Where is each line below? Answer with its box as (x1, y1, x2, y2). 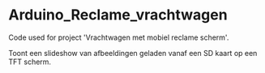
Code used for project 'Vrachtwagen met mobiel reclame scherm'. (8, 32, 229, 42)
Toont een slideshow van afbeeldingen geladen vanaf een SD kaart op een (8, 48, 258, 58)
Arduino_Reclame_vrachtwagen (8, 6, 229, 24)
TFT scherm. (8, 57, 51, 67)
